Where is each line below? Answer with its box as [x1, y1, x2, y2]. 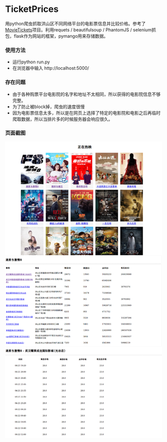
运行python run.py [12, 59, 50, 65]
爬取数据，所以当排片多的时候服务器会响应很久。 [12, 116, 113, 122]
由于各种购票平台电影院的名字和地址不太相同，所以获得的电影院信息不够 [12, 91, 161, 97]
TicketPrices [5, 3, 59, 15]
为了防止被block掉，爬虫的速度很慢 [12, 104, 85, 110]
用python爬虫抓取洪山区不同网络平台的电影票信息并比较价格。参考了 [5, 20, 146, 26]
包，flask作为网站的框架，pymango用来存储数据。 [5, 33, 108, 39]
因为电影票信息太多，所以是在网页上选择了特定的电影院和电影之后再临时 [12, 110, 161, 115]
